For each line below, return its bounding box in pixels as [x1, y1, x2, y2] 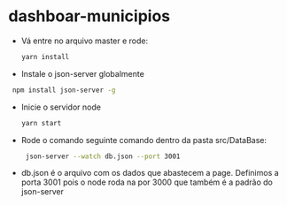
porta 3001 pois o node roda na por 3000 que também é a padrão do [20, 177, 274, 187]
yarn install [20, 52, 70, 61]
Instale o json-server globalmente [20, 68, 145, 79]
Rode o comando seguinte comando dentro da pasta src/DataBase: [20, 134, 268, 145]
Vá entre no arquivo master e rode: [20, 35, 148, 46]
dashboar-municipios [8, 6, 171, 27]
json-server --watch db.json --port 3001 [25, 152, 181, 161]
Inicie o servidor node [20, 102, 101, 112]
